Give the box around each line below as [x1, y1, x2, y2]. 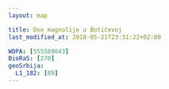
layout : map [8, 11, 48, 20]
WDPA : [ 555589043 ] [8, 47, 69, 55]
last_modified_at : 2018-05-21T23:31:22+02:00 [8, 33, 161, 41]
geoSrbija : [8, 62, 44, 70]
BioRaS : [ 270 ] [8, 54, 56, 63]
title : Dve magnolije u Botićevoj [8, 25, 123, 34]
